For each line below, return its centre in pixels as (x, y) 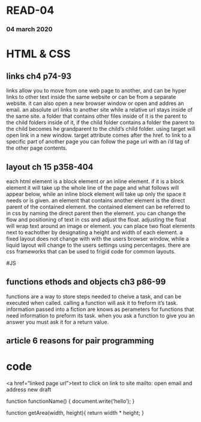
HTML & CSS (38, 54)
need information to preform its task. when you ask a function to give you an (100, 315)
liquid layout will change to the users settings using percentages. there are (98, 245)
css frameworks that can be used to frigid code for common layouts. (91, 251)
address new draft (29, 390)
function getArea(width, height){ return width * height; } (75, 413)
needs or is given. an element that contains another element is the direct (96, 200)
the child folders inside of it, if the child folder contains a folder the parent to (100, 122)
